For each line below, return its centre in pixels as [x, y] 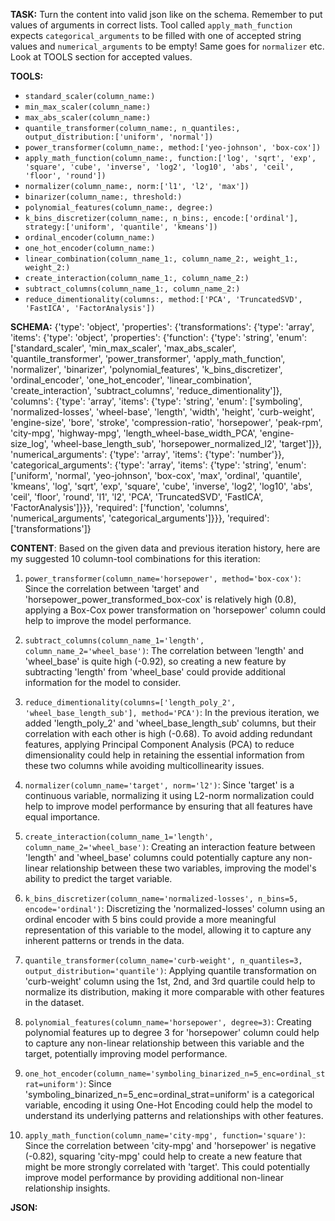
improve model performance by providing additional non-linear [154, 1177]
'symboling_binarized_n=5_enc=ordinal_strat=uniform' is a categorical [169, 1094]
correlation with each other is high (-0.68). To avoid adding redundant [168, 733]
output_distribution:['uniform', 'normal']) [119, 137]
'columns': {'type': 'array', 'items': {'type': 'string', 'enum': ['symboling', [156, 401]
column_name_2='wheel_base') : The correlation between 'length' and [164, 650]
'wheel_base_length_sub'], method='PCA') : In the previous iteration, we [172, 712]
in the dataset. [54, 1002]
